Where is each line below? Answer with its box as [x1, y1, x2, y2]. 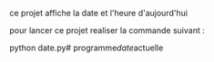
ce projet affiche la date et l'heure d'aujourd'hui [9, 8, 189, 18]
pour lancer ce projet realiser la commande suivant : [9, 25, 205, 35]
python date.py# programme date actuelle [9, 42, 164, 53]
